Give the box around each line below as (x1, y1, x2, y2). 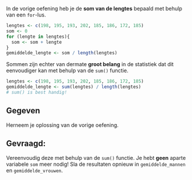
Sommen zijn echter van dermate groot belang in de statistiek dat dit (6, 61, 174, 68)
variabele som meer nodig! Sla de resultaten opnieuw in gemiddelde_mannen (6, 161, 186, 168)
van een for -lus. (6, 11, 46, 18)
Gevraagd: (6, 139, 46, 149)
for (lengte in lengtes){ (6, 34, 70, 40)
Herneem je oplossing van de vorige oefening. (6, 121, 119, 129)
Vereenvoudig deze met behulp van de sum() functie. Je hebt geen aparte (6, 154, 186, 161)
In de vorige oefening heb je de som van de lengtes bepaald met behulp (6, 5, 183, 12)
